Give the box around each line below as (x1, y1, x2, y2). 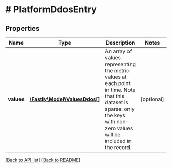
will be (104, 131, 121, 138)
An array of (104, 48, 132, 55)
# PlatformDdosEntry (5, 4, 97, 15)
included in (104, 137, 132, 144)
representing (104, 60, 136, 68)
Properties (5, 24, 40, 33)
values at (104, 73, 127, 80)
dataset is (104, 99, 129, 106)
